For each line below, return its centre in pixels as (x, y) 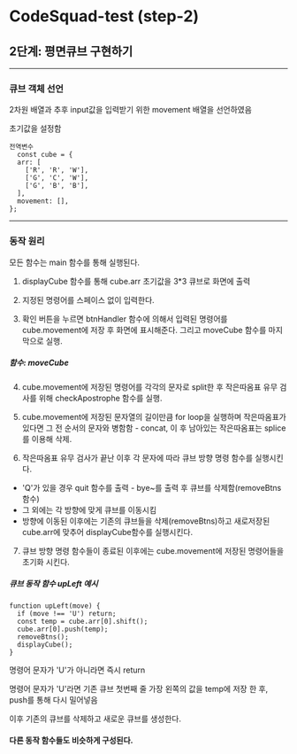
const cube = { (45, 155)
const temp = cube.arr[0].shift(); (83, 621)
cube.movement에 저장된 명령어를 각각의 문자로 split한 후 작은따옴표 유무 (150, 386)
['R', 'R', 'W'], (57, 170)
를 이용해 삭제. (47, 439)
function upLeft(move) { (55, 606)
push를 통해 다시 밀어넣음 (54, 700)
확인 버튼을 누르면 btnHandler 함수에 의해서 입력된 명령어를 (125, 319)
